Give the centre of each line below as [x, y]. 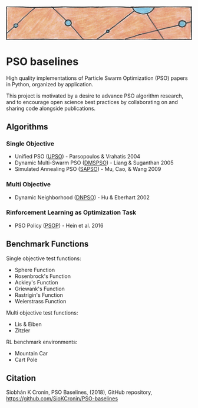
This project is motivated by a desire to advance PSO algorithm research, [95, 96]
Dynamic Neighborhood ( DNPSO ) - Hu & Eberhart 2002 [82, 197]
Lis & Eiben [28, 324]
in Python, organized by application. [50, 84]
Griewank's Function [39, 289]
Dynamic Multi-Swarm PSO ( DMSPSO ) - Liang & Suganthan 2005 [94, 163]
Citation [21, 378]
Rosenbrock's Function [43, 276]
